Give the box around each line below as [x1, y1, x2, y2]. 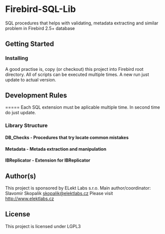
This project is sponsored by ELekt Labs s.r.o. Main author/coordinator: [5, 185, 151, 191]
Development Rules [5, 91, 67, 100]
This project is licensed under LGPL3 [5, 223, 81, 229]
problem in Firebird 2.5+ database [5, 25, 75, 31]
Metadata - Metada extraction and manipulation [5, 146, 107, 152]
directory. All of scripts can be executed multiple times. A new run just [5, 71, 150, 77]
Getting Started [5, 40, 54, 48]
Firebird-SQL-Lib [5, 3, 76, 15]
